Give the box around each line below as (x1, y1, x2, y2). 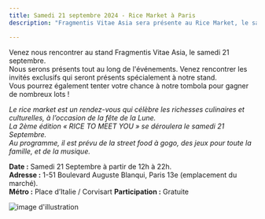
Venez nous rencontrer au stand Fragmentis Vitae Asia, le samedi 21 (9, 47, 230, 57)
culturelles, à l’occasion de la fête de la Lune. (9, 113, 156, 122)
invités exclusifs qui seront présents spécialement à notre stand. (9, 72, 217, 82)
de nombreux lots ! (9, 89, 70, 98)
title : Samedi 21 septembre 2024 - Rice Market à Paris (9, 11, 196, 20)
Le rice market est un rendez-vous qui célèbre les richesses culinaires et (9, 104, 245, 114)
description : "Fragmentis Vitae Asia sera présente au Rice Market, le (9, 19, 248, 27)
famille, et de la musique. (9, 147, 91, 156)
